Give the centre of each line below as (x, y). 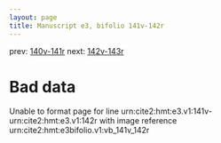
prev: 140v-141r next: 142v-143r (67, 51)
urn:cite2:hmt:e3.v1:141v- (167, 111)
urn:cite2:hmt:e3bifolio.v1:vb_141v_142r (79, 131)
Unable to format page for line (64, 111)
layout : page (33, 17)
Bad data (43, 87)
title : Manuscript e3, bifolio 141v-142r (87, 26)
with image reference (138, 121)
